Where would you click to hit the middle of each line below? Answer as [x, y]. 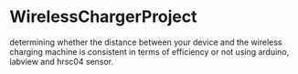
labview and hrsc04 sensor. [62, 61]
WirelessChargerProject [104, 17]
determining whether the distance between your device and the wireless [146, 42]
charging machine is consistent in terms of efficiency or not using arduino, [149, 51]
